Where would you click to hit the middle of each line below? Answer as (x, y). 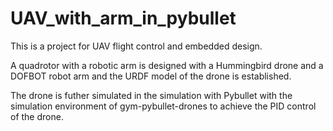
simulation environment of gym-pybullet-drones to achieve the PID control (163, 106)
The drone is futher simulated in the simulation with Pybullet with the (151, 95)
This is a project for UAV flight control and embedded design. (136, 46)
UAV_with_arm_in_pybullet (123, 18)
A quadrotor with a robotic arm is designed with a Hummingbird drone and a (167, 65)
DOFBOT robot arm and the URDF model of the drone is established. (151, 76)
